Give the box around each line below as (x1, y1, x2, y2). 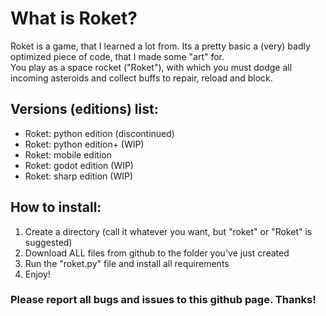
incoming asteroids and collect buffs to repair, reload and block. (10, 72, 273, 84)
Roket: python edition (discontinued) (24, 127, 175, 139)
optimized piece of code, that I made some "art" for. (10, 50, 225, 62)
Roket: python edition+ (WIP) (24, 138, 145, 150)
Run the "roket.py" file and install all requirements (24, 257, 230, 269)
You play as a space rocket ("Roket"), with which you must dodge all (10, 61, 293, 73)
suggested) (24, 236, 73, 248)
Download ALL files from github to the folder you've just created (24, 247, 290, 259)
